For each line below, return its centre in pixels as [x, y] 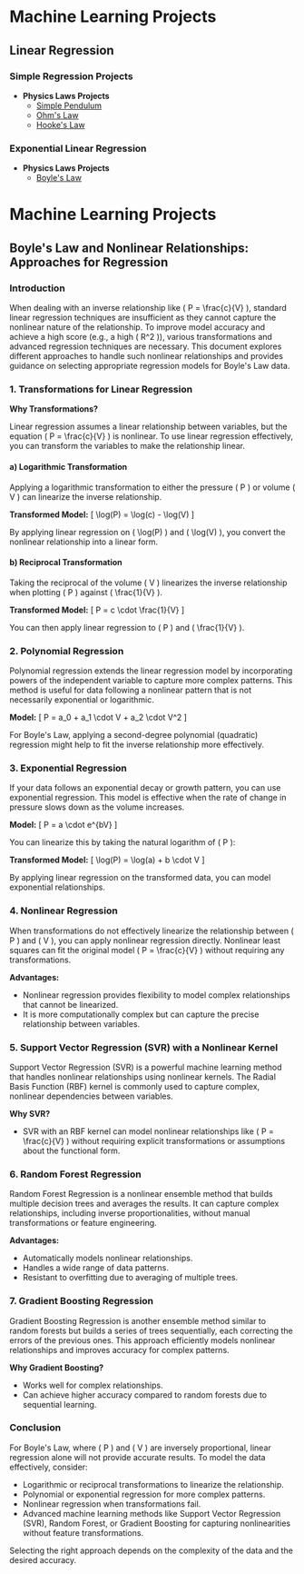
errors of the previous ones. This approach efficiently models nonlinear [142, 1340]
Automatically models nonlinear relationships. [108, 1258]
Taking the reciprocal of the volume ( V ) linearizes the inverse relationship [148, 583]
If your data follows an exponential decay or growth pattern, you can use [145, 788]
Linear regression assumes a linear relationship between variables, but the [148, 427]
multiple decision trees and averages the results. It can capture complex [144, 1204]
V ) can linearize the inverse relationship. [86, 496]
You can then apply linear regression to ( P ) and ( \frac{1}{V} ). [127, 627]
